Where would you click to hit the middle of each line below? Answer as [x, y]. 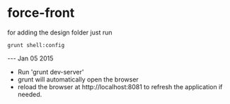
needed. [30, 94]
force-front [41, 13]
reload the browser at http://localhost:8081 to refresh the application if [120, 86]
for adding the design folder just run [60, 32]
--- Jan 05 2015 [30, 58]
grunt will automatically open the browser [78, 79]
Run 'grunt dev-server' [51, 72]
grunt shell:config [36, 45]
